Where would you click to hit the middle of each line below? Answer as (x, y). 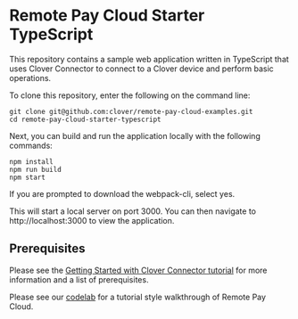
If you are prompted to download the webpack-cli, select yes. (122, 193)
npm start (28, 177)
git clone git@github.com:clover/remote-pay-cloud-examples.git (131, 111)
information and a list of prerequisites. (79, 279)
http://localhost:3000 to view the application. (92, 220)
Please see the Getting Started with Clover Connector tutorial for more (138, 270)
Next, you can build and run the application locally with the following (135, 135)
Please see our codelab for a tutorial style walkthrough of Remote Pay (137, 297)
